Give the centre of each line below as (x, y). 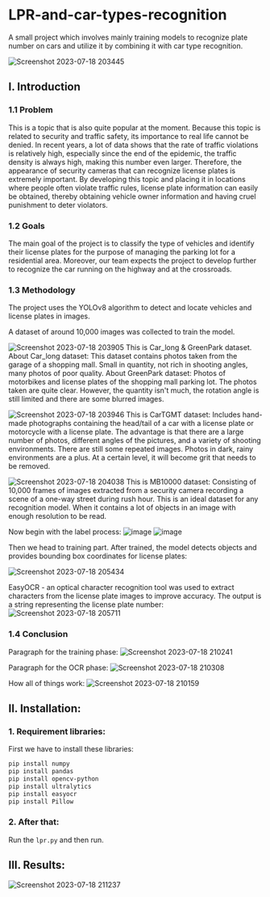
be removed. (29, 466)
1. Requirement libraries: (57, 731)
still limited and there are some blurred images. (86, 399)
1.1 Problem (31, 110)
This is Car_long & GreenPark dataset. (189, 347)
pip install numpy (39, 764)
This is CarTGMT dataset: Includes (183, 415)
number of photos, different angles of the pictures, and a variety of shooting (135, 440)
